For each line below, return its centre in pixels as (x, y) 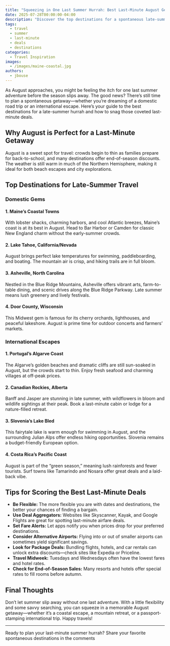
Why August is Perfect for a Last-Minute (70, 133)
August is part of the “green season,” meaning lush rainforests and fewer (81, 466)
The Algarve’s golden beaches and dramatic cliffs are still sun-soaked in (80, 365)
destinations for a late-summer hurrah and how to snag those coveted (78, 111)
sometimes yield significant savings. (50, 542)
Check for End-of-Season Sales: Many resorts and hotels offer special (87, 569)
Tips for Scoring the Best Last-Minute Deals (76, 492)
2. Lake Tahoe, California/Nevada (41, 245)
